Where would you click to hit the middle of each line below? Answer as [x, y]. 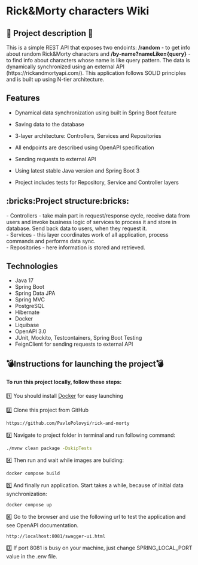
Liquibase [27, 325]
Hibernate [27, 312]
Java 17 [24, 280]
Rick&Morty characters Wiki [78, 11]
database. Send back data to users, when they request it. [77, 228]
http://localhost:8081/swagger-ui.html [56, 536]
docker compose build [33, 473]
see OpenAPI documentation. [42, 525]
